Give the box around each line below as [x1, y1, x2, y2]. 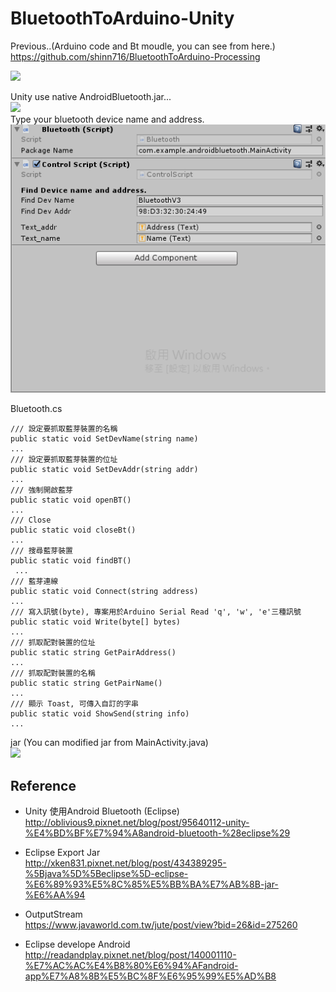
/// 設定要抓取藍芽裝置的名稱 [10, 424, 118, 434]
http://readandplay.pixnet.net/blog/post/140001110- [24, 948, 237, 961]
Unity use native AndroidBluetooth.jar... [10, 90, 172, 102]
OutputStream [24, 908, 83, 920]
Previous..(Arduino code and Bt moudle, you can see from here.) [10, 40, 276, 52]
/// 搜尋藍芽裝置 [10, 546, 73, 556]
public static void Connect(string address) [10, 587, 199, 597]
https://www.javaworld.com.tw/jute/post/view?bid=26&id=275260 [24, 918, 298, 931]
